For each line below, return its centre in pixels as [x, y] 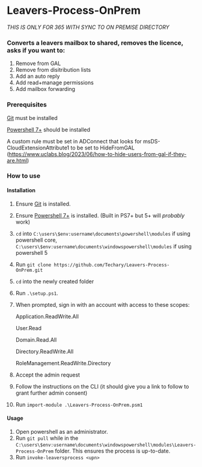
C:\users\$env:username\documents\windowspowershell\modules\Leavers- [106, 445]
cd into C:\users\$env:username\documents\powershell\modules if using [103, 233]
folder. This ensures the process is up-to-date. [112, 451]
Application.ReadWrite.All [47, 316]
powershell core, [36, 240]
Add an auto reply [38, 77]
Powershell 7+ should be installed [49, 130]
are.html [17, 160]
